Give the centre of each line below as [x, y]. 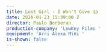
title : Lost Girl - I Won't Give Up [52, 12]
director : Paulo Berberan [39, 23]
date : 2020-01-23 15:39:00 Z [43, 17]
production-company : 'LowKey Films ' [54, 28]
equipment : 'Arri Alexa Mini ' [45, 34]
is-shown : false [26, 39]
